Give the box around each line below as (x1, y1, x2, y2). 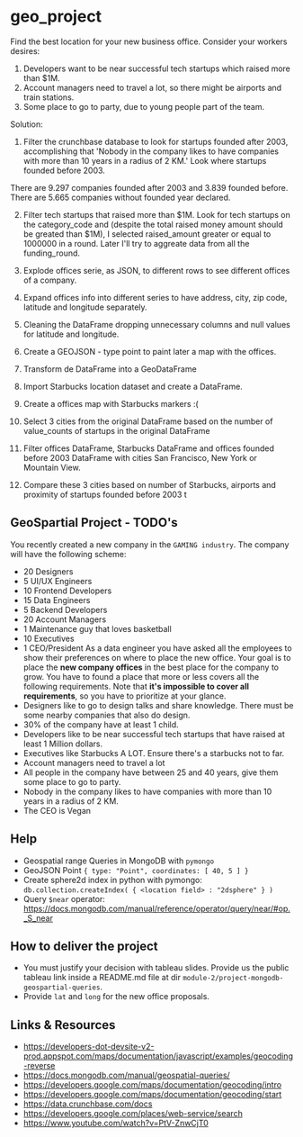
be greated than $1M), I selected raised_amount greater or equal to (22, 228, 272, 239)
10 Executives (22, 633, 75, 644)
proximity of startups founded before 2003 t (22, 489, 187, 500)
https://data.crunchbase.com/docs (22, 1098, 153, 1109)
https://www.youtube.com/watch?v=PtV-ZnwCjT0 (22, 1118, 209, 1129)
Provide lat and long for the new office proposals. (22, 991, 210, 1002)
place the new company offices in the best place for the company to (22, 662, 280, 672)
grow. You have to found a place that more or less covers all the (22, 671, 260, 681)
